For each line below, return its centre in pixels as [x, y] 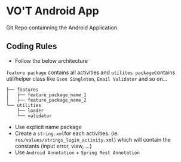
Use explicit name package [48, 127]
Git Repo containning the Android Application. [62, 27]
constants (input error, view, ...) [53, 146]
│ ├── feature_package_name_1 [46, 95]
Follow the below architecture [51, 60]
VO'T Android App [53, 11]
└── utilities [24, 105]
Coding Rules [32, 46]
